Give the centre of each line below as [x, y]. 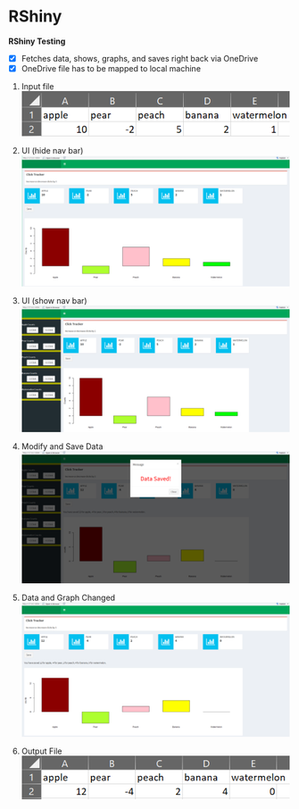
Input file [37, 87]
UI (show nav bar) [54, 301]
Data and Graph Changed [68, 597]
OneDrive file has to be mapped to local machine [111, 68]
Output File [42, 751]
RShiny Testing [37, 41]
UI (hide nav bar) [52, 150]
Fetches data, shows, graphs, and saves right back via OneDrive [140, 58]
